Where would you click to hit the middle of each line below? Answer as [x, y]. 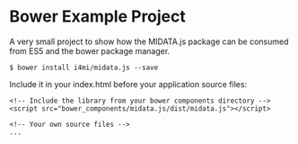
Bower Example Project [98, 17]
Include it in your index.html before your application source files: [128, 84]
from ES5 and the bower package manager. [90, 50]
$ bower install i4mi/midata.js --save [84, 67]
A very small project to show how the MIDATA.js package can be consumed [149, 41]
